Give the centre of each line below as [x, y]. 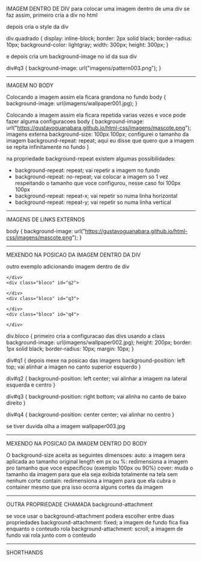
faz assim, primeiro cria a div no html [52, 15]
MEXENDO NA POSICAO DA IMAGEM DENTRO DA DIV [74, 255]
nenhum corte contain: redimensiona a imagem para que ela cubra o [91, 481]
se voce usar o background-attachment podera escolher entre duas [90, 516]
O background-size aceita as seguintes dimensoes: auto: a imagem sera [96, 455]
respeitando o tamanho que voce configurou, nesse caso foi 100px [98, 183]
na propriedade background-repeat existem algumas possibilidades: [91, 158]
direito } [16, 403]
